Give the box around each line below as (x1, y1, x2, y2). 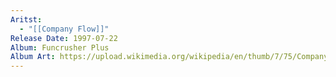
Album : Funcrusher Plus (10, 42, 110, 53)
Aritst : (10, 14, 43, 25)
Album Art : (10, 52, 56, 62)
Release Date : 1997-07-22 (10, 33, 118, 43)
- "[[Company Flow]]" (19, 24, 110, 34)
